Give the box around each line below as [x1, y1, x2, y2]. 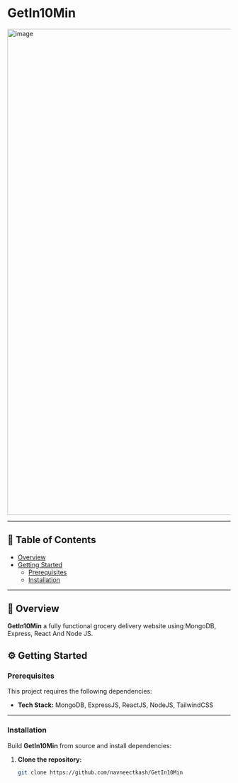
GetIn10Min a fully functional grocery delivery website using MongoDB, [7, 621, 217, 630]
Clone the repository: [17, 755, 82, 764]
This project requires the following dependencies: [7, 687, 152, 696]
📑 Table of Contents [7, 534, 96, 546]
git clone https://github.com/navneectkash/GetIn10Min [17, 769, 183, 776]
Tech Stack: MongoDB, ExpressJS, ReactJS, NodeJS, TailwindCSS [17, 701, 214, 709]
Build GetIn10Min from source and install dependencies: [7, 741, 172, 750]
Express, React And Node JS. [7, 629, 93, 637]
